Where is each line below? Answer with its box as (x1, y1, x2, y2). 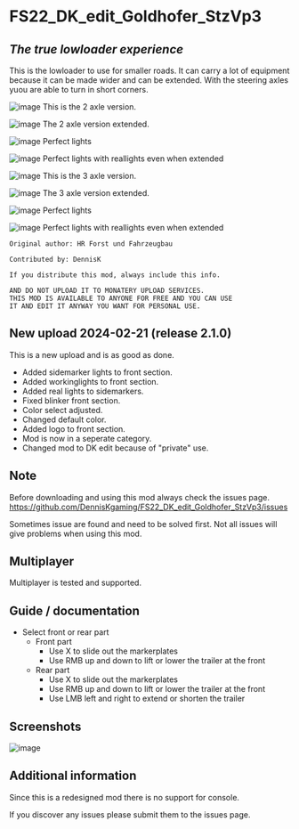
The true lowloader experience (9, 42, 184, 57)
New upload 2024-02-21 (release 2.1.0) (9, 326, 232, 341)
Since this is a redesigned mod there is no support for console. (9, 792, 240, 802)
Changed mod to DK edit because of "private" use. (21, 443, 209, 453)
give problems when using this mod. (9, 528, 142, 539)
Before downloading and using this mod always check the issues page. (9, 492, 270, 502)
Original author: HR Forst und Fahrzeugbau (9, 240, 174, 248)
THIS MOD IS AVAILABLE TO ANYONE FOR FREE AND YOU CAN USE (9, 294, 233, 303)
